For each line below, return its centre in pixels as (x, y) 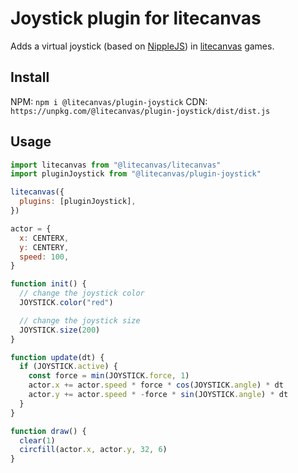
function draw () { (48, 431)
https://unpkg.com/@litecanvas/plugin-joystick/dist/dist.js (140, 111)
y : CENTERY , (44, 247)
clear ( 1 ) (37, 440)
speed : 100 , (44, 257)
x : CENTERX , (44, 238)
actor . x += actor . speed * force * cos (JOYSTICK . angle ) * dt (156, 385)
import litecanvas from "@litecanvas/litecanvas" (116, 165)
